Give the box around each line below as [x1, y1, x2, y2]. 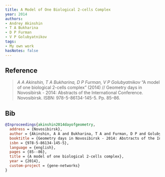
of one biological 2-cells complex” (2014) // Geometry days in [17, 84, 142, 91]
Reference [5, 66, 38, 75]
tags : [5, 39, 16, 44]
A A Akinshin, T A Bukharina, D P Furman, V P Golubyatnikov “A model [17, 79, 160, 85]
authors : [5, 16, 23, 21]
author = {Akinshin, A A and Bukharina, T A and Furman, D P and [9, 131, 146, 136]
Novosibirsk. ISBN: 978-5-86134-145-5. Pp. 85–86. [17, 95, 120, 101]
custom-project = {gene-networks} [9, 163, 80, 168]
